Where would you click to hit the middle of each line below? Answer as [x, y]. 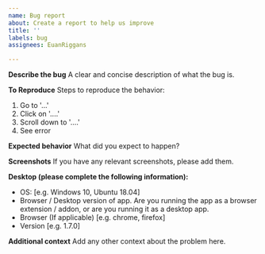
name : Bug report [37, 15]
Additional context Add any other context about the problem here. [117, 241]
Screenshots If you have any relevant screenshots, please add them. [121, 162]
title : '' [25, 30]
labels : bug [28, 38]
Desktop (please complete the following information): [98, 177]
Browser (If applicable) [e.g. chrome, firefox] [92, 217]
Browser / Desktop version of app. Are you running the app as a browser [138, 201]
